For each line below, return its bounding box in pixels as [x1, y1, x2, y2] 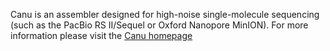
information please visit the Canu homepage [10, 30, 193, 41]
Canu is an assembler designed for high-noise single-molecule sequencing [10, 9, 320, 20]
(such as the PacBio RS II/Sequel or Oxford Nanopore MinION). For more [10, 19, 309, 31]
